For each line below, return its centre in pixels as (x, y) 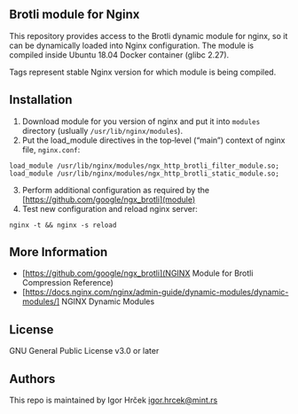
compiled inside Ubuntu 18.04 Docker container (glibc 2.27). (119, 55)
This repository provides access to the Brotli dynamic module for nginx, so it (149, 35)
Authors (32, 379)
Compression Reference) (67, 283)
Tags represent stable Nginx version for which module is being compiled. (143, 72)
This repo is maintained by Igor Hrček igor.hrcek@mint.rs (114, 400)
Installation (41, 100)
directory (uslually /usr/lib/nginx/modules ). (102, 130)
